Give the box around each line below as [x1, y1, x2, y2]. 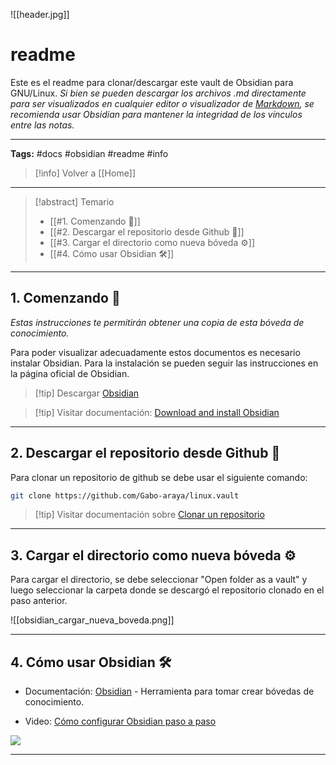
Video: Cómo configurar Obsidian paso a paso [24, 715, 217, 728]
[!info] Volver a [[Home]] [34, 167, 137, 179]
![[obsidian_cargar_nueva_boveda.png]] [10, 614, 175, 626]
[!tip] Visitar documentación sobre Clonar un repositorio [34, 509, 265, 521]
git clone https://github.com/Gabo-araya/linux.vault [10, 490, 240, 501]
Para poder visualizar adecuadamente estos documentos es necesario [10, 346, 301, 358]
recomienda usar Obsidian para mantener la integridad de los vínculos [10, 108, 303, 120]
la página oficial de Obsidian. [10, 367, 130, 379]
